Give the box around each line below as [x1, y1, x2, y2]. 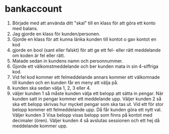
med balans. [12, 25, 39, 31]
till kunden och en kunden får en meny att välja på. [12, 79, 119, 86]
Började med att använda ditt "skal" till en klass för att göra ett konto [12, 20, 156, 26]
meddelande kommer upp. [12, 123, 68, 129]
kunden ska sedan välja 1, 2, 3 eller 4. [12, 85, 91, 91]
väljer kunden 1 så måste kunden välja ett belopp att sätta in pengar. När [12, 90, 164, 96]
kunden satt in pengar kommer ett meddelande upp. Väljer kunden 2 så [12, 95, 161, 102]
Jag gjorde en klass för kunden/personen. [12, 31, 100, 37]
